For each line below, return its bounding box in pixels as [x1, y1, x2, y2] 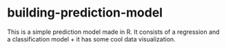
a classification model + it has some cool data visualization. [7, 35, 176, 43]
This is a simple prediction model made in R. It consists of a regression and [7, 28, 220, 36]
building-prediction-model [7, 5, 163, 21]
